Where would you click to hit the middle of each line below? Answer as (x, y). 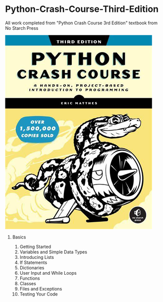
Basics (19, 237)
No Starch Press (22, 28)
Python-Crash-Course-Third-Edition (82, 9)
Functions (30, 278)
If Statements (33, 262)
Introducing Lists (37, 257)
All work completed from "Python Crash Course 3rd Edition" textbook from (81, 23)
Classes (28, 283)
